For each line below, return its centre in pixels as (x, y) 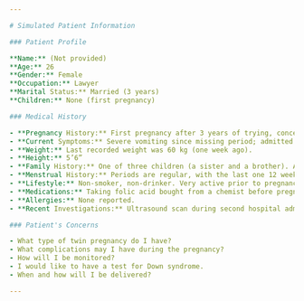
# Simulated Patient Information (72, 25)
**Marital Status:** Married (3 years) (85, 92)
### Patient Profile (48, 42)
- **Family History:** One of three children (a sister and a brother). (149, 167)
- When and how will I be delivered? (81, 275)
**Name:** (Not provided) (58, 58)
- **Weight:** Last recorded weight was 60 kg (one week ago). (131, 150)
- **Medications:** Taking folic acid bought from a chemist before (141, 192)
